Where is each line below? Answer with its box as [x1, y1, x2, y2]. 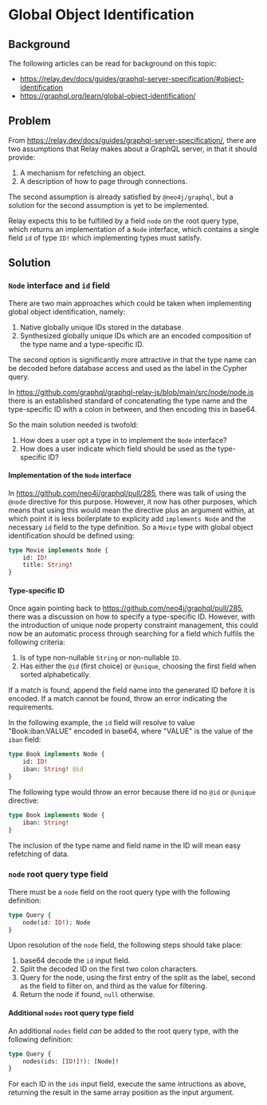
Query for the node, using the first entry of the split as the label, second [19, 973, 256, 983]
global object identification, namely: [8, 306, 126, 317]
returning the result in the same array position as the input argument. [8, 1087, 234, 1097]
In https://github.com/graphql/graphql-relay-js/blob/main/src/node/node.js [8, 387, 254, 397]
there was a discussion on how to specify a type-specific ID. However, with [8, 612, 256, 621]
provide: [8, 152, 36, 162]
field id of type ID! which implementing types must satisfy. [8, 233, 202, 242]
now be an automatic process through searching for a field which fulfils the [8, 629, 255, 639]
